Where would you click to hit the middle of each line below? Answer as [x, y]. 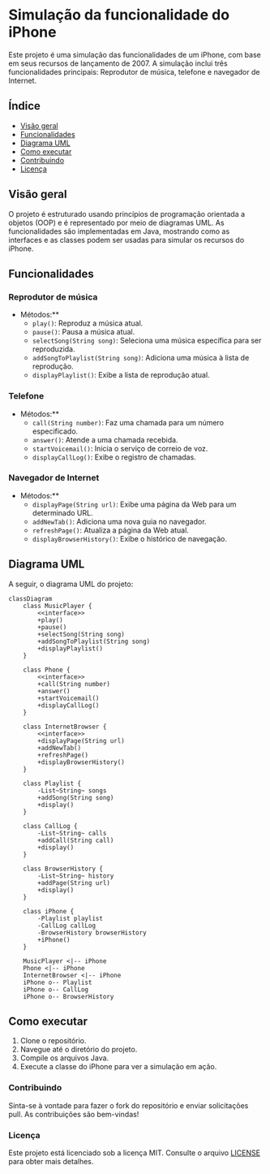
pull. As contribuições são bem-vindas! [74, 1114]
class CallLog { [51, 826]
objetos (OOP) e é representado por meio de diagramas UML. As [116, 222]
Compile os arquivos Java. [64, 1058]
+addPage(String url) [74, 883]
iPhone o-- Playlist [58, 982]
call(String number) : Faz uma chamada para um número [128, 422]
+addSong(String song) [76, 797]
